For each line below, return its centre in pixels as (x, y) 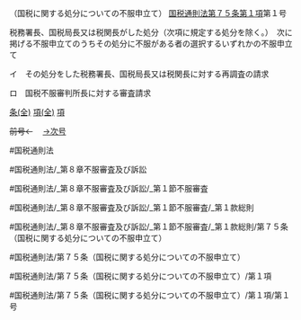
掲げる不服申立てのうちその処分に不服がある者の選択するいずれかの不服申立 (151, 44)
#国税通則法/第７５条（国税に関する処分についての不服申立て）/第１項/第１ (150, 295)
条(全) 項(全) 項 (37, 112)
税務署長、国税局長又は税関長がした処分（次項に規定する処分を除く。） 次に (151, 32)
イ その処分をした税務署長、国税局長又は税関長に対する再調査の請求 (139, 74)
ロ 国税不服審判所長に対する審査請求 (80, 93)
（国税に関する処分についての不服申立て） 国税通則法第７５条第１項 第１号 (148, 13)
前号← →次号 (38, 131)
